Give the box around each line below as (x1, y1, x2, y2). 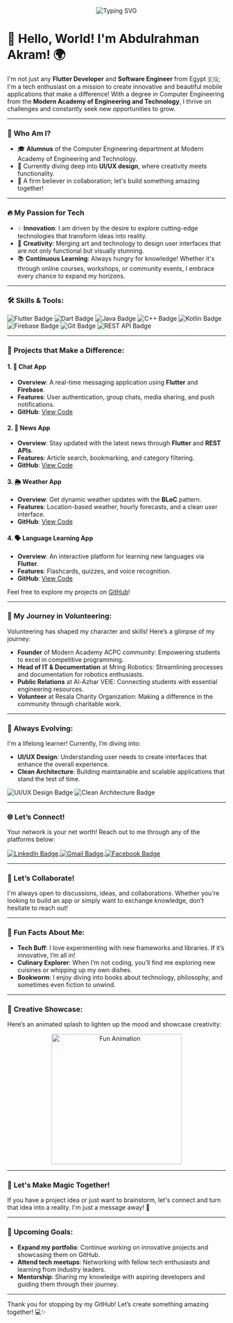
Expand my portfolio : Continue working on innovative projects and (17, 1243, 209, 1251)
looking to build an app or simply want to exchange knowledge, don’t (7, 897, 205, 905)
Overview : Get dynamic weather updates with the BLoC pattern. (17, 495, 202, 504)
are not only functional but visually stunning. (17, 247, 144, 255)
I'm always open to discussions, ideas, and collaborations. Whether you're (7, 889, 220, 897)
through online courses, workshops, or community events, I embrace (17, 264, 215, 272)
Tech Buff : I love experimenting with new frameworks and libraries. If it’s (17, 943, 225, 951)
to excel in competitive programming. (17, 655, 124, 663)
